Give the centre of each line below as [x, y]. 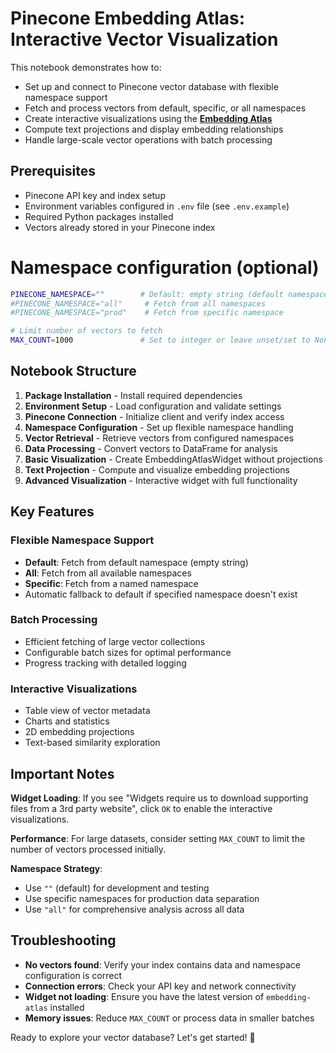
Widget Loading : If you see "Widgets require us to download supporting [159, 798]
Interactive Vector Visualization [144, 39]
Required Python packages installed [99, 216]
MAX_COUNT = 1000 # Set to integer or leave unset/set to [160, 340]
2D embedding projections [79, 732]
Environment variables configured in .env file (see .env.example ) [157, 206]
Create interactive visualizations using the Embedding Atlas [148, 118]
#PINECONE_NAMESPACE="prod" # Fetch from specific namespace [147, 313]
